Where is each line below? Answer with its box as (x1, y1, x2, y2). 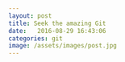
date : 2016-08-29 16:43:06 (8, 27, 106, 35)
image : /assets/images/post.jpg (8, 42, 117, 50)
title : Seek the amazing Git (8, 19, 106, 27)
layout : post (8, 11, 52, 20)
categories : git (8, 34, 63, 43)
